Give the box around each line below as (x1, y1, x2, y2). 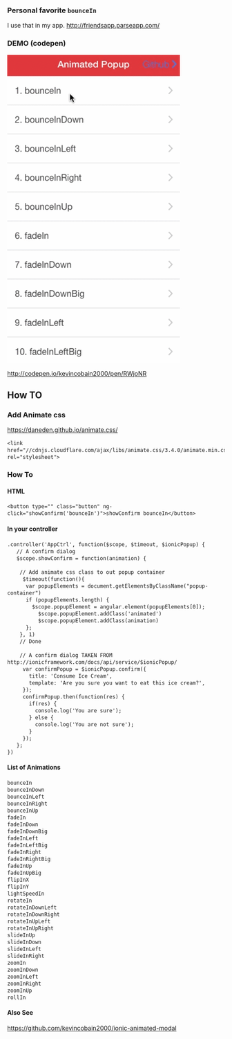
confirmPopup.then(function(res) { (22, 693, 126, 701)
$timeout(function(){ (22, 575, 85, 583)
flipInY (7, 883, 30, 890)
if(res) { (28, 700, 57, 707)
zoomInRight (7, 980, 41, 987)
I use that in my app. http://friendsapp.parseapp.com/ (7, 21, 160, 30)
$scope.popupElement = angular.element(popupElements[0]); (32, 603, 206, 611)
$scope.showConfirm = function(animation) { (16, 554, 147, 562)
